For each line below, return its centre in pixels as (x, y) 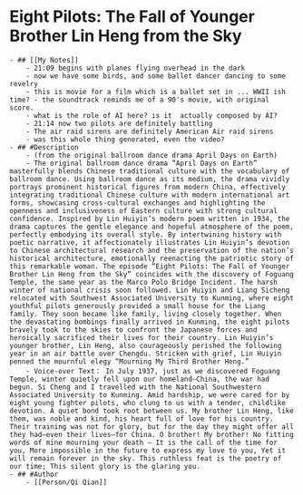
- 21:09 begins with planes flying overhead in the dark (136, 68)
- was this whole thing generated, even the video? (125, 139)
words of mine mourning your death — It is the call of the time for (144, 442)
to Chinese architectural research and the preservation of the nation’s (152, 250)
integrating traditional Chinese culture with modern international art (150, 195)
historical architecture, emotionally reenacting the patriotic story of (152, 258)
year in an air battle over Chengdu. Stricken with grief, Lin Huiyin (146, 354)
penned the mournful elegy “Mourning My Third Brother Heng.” (129, 361)
